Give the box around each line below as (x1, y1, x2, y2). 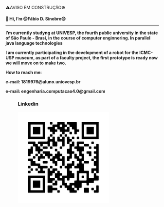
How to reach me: (5, 69, 42, 75)
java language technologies (5, 40, 63, 46)
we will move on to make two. (5, 60, 67, 66)
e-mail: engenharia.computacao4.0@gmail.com (5, 88, 106, 94)
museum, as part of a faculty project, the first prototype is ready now (15, 55, 158, 60)
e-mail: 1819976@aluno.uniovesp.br (5, 78, 81, 85)
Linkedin (18, 100, 38, 107)
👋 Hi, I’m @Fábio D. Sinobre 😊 (5, 16, 66, 21)
